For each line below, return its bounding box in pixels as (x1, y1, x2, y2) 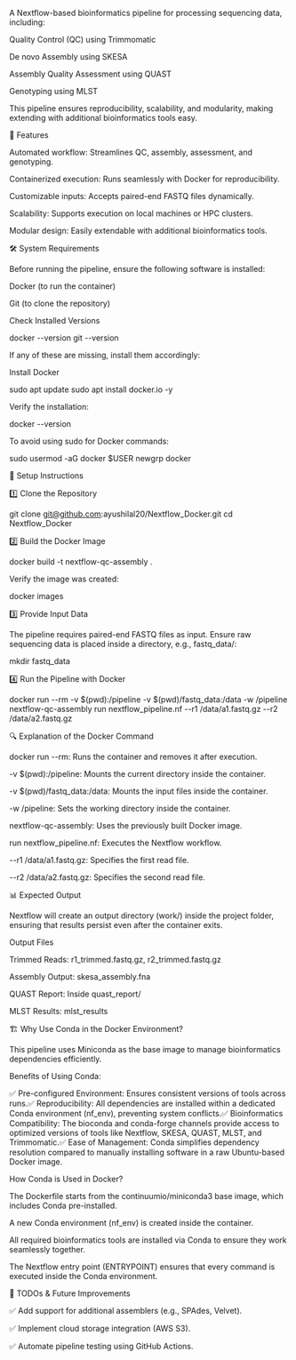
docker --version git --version (9, 332, 119, 343)
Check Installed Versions (9, 316, 100, 325)
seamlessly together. (9, 1244, 86, 1254)
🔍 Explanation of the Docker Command (9, 731, 154, 741)
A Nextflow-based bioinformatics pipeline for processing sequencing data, (9, 8, 283, 18)
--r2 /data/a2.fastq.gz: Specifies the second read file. (9, 872, 206, 883)
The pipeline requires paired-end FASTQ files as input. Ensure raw (9, 629, 252, 639)
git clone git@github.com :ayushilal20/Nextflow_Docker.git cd (9, 508, 234, 519)
